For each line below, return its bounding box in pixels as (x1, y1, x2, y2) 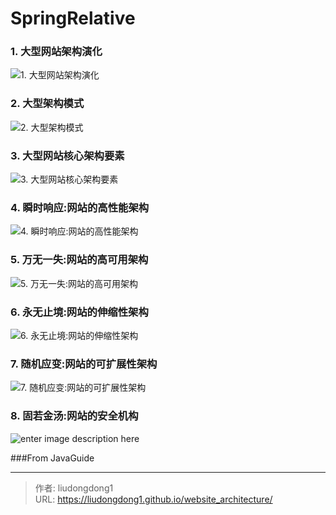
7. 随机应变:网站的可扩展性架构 (10, 357, 158, 371)
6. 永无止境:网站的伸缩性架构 (10, 305, 149, 319)
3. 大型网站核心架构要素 (10, 148, 125, 162)
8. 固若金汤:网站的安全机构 (10, 409, 139, 423)
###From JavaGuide (10, 452, 95, 464)
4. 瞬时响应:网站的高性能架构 (10, 201, 150, 214)
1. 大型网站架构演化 (10, 45, 103, 59)
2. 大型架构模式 (10, 97, 85, 111)
